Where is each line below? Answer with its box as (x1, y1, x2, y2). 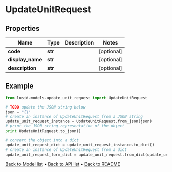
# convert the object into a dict (5, 137, 79, 143)
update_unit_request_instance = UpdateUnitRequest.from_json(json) (5, 119, 153, 124)
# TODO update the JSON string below (5, 104, 86, 110)
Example (5, 82, 34, 91)
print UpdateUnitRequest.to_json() (5, 128, 81, 134)
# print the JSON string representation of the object (5, 124, 125, 129)
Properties (5, 24, 40, 33)
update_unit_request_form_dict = (5, 152, 77, 157)
